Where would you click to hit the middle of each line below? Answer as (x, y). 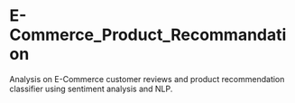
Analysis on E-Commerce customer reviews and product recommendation (147, 79)
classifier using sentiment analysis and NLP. (91, 89)
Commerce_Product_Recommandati (148, 35)
